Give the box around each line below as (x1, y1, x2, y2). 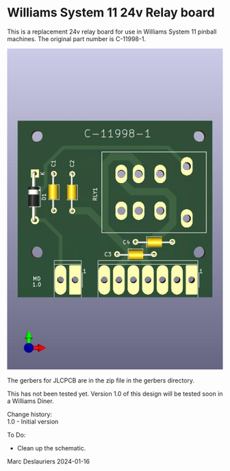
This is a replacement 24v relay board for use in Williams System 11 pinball (7, 27, 217, 36)
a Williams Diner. (7, 397, 54, 405)
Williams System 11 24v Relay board (7, 5, 215, 21)
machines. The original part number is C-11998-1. (7, 34, 146, 43)
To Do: (7, 431, 26, 439)
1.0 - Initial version (7, 418, 59, 426)
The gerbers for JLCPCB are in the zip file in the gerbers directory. (7, 376, 195, 385)
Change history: (7, 410, 53, 419)
